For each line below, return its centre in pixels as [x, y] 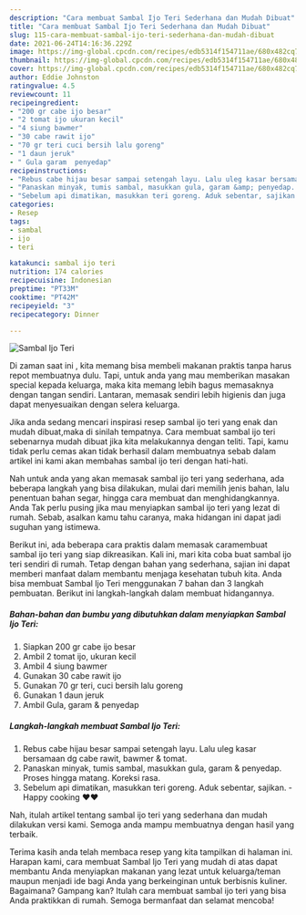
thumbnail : [30, 60]
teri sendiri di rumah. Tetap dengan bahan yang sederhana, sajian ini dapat [150, 564]
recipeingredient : [44, 103]
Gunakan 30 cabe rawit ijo [72, 676]
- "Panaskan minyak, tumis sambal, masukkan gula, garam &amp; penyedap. [153, 188]
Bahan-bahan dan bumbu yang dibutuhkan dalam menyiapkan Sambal [148, 614]
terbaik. [24, 835]
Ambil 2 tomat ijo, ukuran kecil [79, 657]
